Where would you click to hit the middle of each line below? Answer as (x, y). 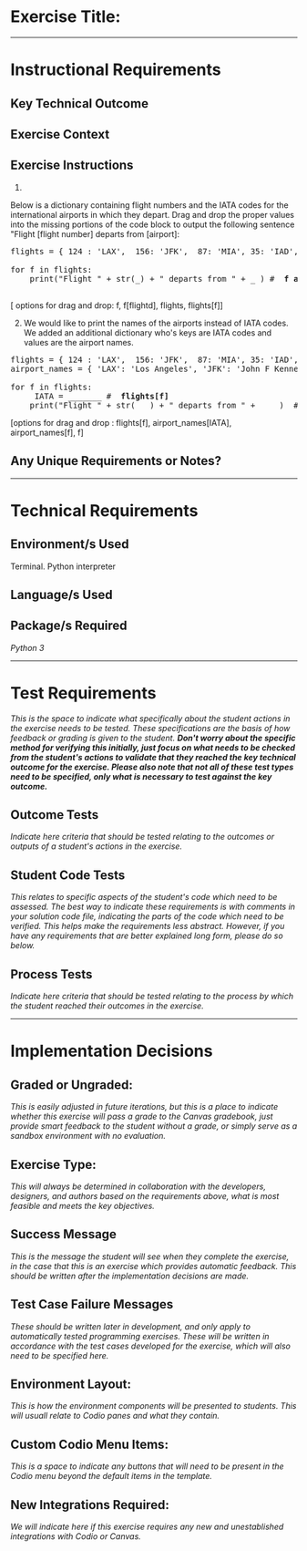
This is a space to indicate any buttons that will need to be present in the (148, 1466)
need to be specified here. (60, 1355)
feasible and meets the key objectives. (83, 1205)
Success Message (64, 1234)
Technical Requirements (104, 510)
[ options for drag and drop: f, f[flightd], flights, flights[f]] (117, 305)
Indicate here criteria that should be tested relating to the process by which (152, 997)
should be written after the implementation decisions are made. (130, 1276)
